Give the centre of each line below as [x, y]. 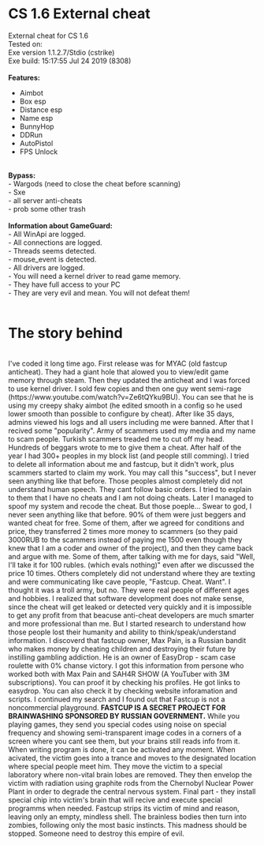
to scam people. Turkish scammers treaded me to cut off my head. [116, 438]
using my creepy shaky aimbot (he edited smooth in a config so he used [125, 405]
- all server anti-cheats [45, 200]
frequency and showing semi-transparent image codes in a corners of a [125, 732]
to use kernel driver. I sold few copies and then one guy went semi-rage [125, 389]
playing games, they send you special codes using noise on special [117, 724]
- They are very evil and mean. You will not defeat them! [99, 292]
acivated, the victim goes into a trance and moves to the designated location [132, 758]
